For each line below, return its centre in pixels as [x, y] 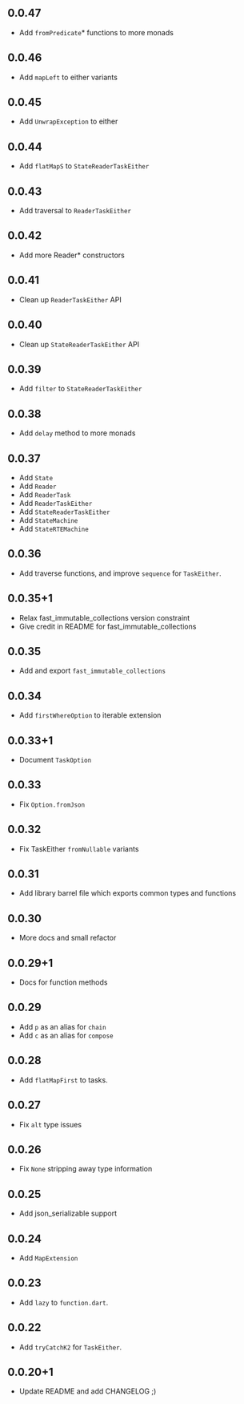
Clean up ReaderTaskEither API [70, 299]
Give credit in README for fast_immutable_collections [108, 626]
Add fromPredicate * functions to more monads [96, 32]
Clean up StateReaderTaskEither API [79, 344]
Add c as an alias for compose [66, 1035]
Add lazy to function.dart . [64, 1302]
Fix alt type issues [50, 1124]
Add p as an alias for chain [62, 1026]
